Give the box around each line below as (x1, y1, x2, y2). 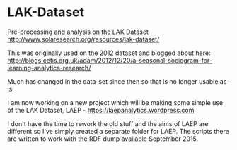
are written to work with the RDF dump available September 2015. (7, 135, 199, 143)
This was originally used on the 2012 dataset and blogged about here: (7, 49, 211, 57)
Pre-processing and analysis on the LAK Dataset (7, 27, 149, 36)
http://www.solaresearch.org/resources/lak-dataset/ (7, 35, 160, 43)
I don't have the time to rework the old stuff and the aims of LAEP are (7, 119, 209, 127)
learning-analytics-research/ (7, 63, 91, 72)
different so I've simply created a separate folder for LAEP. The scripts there (7, 127, 230, 135)
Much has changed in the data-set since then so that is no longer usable (7, 77, 219, 85)
